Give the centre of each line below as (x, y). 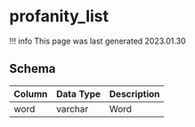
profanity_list (59, 16)
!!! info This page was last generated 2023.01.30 (97, 41)
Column (31, 93)
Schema (32, 69)
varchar (73, 108)
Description (134, 93)
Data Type (78, 93)
